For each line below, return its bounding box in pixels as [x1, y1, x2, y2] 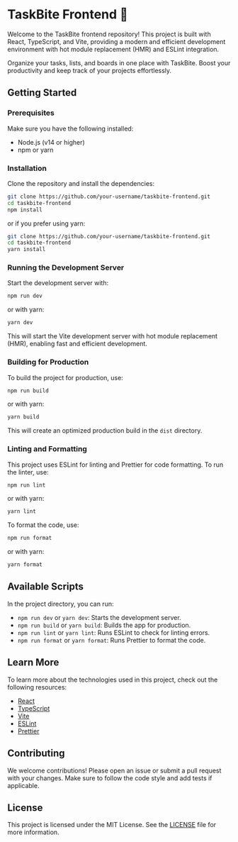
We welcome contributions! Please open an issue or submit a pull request [7, 766, 222, 775]
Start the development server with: [7, 279, 108, 287]
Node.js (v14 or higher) [17, 138, 85, 146]
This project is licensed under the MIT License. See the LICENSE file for [7, 821, 217, 829]
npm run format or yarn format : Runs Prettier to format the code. [17, 636, 206, 644]
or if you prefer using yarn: [7, 219, 86, 228]
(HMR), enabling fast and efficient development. [7, 340, 147, 348]
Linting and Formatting [7, 444, 87, 454]
